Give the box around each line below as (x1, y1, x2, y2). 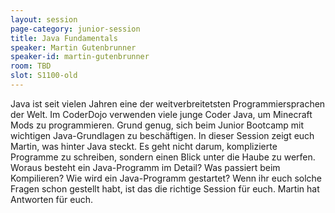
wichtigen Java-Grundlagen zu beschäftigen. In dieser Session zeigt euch (10, 129, 315, 141)
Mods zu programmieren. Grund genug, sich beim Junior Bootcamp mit (10, 119, 305, 131)
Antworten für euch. (10, 193, 94, 205)
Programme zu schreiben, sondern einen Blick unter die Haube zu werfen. (10, 151, 316, 163)
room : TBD (10, 61, 52, 71)
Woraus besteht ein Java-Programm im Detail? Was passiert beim (10, 161, 281, 173)
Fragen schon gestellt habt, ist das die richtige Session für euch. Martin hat (10, 182, 320, 195)
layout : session (10, 14, 78, 25)
